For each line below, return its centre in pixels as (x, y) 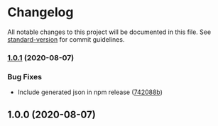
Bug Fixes (25, 76)
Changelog (40, 12)
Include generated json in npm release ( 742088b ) (90, 92)
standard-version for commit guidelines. (66, 39)
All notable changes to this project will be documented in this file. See (109, 32)
